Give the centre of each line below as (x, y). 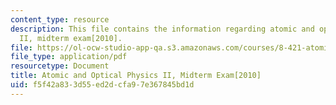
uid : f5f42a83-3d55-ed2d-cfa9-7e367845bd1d (102, 85)
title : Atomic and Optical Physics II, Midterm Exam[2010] (136, 76)
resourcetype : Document (60, 66)
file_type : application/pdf (69, 57)
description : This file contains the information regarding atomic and (162, 29)
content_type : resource (60, 19)
